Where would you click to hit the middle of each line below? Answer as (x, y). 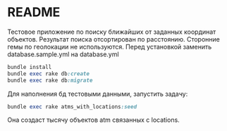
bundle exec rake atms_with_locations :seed (72, 106)
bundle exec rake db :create (49, 74)
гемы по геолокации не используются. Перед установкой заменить (110, 46)
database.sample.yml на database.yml (63, 54)
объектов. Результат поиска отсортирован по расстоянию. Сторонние (114, 39)
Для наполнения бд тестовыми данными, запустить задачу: (98, 94)
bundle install (30, 67)
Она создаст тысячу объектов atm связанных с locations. (93, 120)
